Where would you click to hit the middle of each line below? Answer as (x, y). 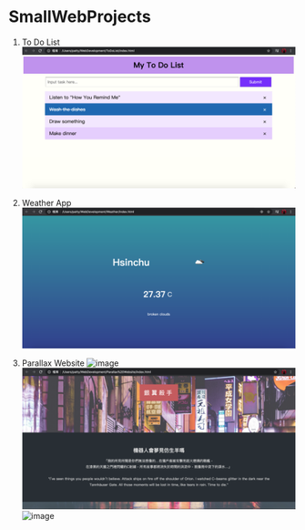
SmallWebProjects (80, 17)
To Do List (41, 42)
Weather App (46, 203)
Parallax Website (53, 363)
